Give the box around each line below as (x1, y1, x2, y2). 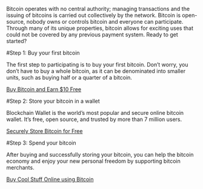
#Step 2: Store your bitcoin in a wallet (6, 97, 100, 105)
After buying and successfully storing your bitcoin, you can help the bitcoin (6, 151, 194, 158)
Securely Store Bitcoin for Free (6, 128, 83, 134)
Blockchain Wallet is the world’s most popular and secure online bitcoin (6, 109, 184, 116)
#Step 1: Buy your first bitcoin (6, 49, 80, 57)
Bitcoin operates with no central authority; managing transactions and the (6, 5, 190, 12)
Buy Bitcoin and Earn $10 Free (6, 86, 82, 93)
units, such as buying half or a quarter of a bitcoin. (6, 74, 132, 81)
